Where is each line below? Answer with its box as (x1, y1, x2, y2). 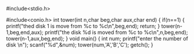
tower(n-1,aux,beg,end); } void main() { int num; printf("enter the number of (6, 35, 189, 42)
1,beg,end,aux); (6, 29, 44, 36)
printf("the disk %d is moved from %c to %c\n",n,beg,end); (45, 29, 188, 36)
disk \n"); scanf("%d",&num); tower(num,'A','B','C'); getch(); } (6, 41, 153, 48)
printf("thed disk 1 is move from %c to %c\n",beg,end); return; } (6, 23, 160, 29)
